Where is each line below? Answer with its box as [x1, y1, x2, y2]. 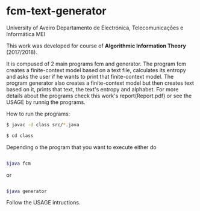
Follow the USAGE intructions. [6, 199, 81, 206]
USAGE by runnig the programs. [6, 98, 86, 106]
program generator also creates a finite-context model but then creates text [6, 79, 195, 87]
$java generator [6, 188, 47, 194]
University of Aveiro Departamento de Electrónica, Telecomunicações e [6, 24, 184, 31]
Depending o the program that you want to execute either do [6, 143, 157, 151]
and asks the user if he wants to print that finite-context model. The [6, 73, 174, 80]
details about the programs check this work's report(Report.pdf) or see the [6, 92, 192, 99]
